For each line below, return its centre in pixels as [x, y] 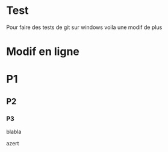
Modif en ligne [43, 52]
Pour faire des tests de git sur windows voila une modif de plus [84, 27]
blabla [14, 131]
